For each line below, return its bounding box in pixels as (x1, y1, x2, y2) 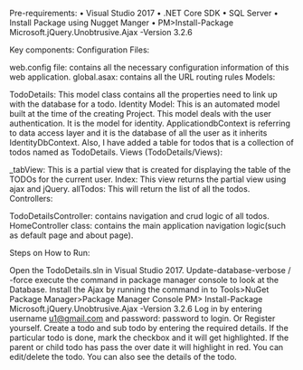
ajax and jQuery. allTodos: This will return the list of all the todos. (9, 184, 251, 194)
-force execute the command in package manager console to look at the (9, 275, 279, 285)
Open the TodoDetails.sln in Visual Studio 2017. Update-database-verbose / (9, 265, 291, 275)
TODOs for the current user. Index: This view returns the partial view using (9, 174, 287, 185)
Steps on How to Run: (9, 248, 90, 258)
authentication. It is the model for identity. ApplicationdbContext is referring (9, 118, 291, 128)
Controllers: (9, 194, 53, 204)
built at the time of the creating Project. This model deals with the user (9, 109, 271, 119)
